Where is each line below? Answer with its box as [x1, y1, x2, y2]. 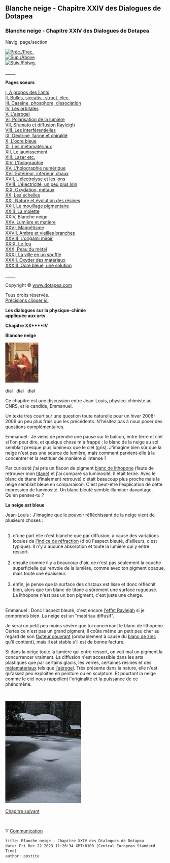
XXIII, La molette [5, 208, 40, 214]
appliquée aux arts [5, 313, 46, 319]
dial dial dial [5, 387, 36, 394]
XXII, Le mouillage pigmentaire [5, 203, 70, 209]
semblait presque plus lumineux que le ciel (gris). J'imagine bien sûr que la [5, 444, 162, 450]
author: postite [5, 853, 40, 858]
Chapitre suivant [5, 808, 40, 814]
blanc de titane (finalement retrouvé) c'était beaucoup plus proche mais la [5, 476, 160, 482]
